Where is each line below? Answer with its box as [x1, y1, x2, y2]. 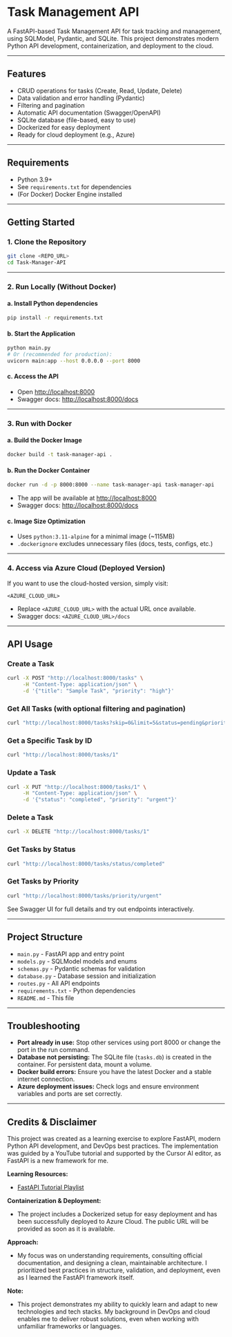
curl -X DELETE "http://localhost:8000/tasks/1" [7, 828, 150, 835]
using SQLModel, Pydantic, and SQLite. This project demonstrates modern [7, 34, 219, 42]
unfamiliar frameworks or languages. [17, 1323, 122, 1331]
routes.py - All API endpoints [17, 979, 100, 987]
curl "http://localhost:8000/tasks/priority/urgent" [7, 892, 162, 899]
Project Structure [7, 931, 83, 943]
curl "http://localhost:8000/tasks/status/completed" [7, 860, 166, 867]
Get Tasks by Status [7, 845, 76, 855]
